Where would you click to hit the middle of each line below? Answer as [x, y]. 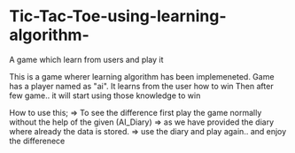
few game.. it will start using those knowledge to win [105, 96]
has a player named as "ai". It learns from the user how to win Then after [141, 86]
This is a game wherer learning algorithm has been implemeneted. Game [142, 76]
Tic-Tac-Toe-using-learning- [118, 16]
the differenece [37, 141]
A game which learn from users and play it [86, 59]
